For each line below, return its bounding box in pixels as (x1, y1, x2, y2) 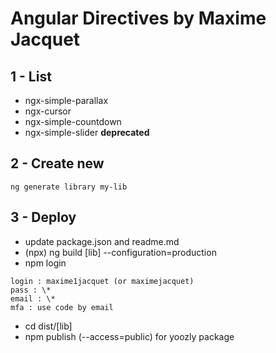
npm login (24, 257, 67, 269)
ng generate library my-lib (10, 182, 128, 192)
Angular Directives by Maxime (10, 7, 267, 30)
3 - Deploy (10, 209, 77, 226)
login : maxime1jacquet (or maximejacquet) (10, 276, 195, 286)
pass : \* (10, 285, 52, 295)
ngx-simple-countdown (24, 116, 122, 127)
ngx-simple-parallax (24, 95, 109, 106)
